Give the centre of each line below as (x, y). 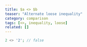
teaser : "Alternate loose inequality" (44, 14)
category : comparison (27, 18)
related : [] (17, 27)
